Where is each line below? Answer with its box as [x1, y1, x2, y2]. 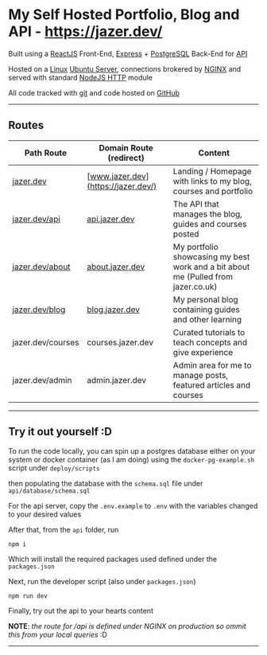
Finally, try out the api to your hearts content [8, 606, 153, 615]
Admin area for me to [172, 360, 252, 371]
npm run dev [8, 591, 48, 600]
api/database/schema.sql [8, 487, 91, 495]
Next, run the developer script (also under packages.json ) [8, 576, 196, 586]
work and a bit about [172, 261, 250, 272]
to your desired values [8, 509, 82, 519]
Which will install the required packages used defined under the [8, 554, 217, 563]
